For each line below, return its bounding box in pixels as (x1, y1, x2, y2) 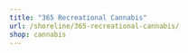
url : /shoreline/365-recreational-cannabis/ (9, 22, 180, 31)
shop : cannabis (9, 30, 67, 39)
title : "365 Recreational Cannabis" (9, 13, 147, 22)
